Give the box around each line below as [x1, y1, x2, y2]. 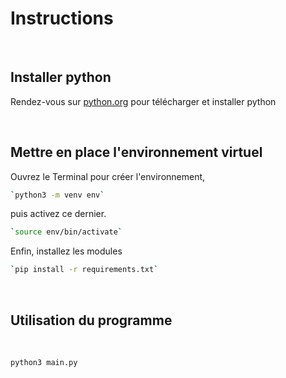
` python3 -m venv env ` [10, 190, 105, 200]
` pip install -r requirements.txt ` [10, 265, 159, 275]
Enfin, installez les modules [10, 245, 123, 257]
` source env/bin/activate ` [10, 227, 123, 237]
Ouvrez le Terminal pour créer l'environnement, [10, 170, 206, 182]
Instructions [10, 7, 114, 30]
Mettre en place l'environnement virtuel [10, 144, 263, 161]
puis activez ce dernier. [10, 208, 107, 220]
